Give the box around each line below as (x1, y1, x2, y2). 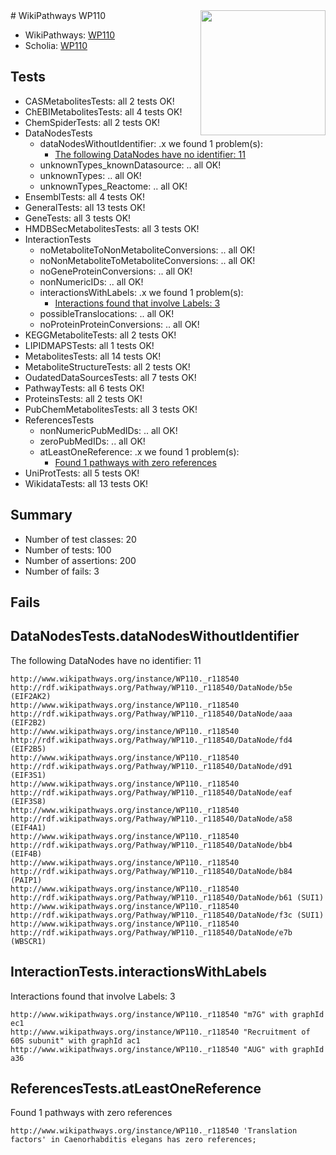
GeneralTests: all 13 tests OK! (24, 201, 146, 213)
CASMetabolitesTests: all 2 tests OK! (24, 95, 175, 107)
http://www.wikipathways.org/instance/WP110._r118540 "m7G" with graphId (10, 1009, 325, 1019)
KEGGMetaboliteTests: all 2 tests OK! (24, 329, 177, 341)
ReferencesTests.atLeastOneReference (10, 1080, 262, 1098)
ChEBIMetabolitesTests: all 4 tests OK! (24, 105, 183, 118)
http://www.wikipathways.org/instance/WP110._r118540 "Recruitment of (10, 1027, 311, 1037)
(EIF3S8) (10, 796, 47, 806)
